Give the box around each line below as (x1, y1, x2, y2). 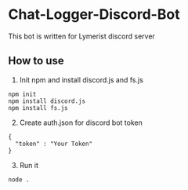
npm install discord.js (8, 97, 86, 105)
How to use (8, 54, 64, 68)
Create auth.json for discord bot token (19, 118, 143, 127)
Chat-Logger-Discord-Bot (8, 5, 180, 24)
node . (8, 175, 30, 184)
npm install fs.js (8, 104, 68, 111)
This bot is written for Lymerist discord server (8, 31, 155, 41)
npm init (8, 90, 37, 98)
